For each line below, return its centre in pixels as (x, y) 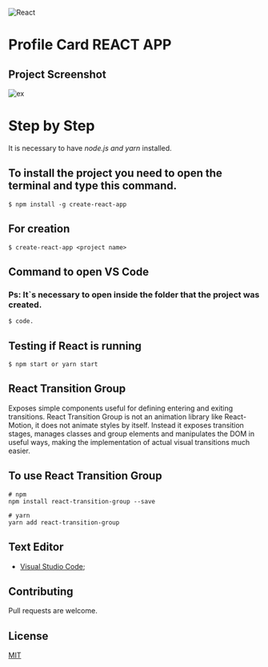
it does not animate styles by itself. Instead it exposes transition (139, 425)
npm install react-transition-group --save (82, 501)
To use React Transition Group (85, 476)
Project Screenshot (57, 74)
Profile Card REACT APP (90, 45)
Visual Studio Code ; (52, 566)
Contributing (41, 591)
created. (25, 305)
